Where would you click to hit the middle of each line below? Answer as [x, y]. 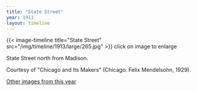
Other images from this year [41, 81]
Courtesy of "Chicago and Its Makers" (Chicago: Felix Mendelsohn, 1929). [98, 70]
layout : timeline [28, 23]
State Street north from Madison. [47, 58]
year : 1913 [20, 17]
